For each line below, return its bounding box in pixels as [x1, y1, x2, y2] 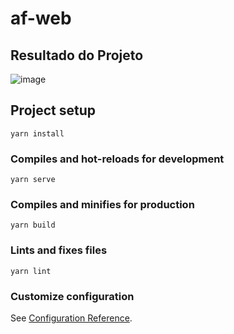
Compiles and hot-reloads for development [10, 152, 225, 166]
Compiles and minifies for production [10, 198, 195, 212]
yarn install [10, 128, 65, 139]
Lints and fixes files [10, 243, 108, 257]
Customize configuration [10, 289, 135, 303]
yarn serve [10, 175, 56, 185]
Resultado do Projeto [10, 47, 144, 64]
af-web [10, 7, 72, 30]
